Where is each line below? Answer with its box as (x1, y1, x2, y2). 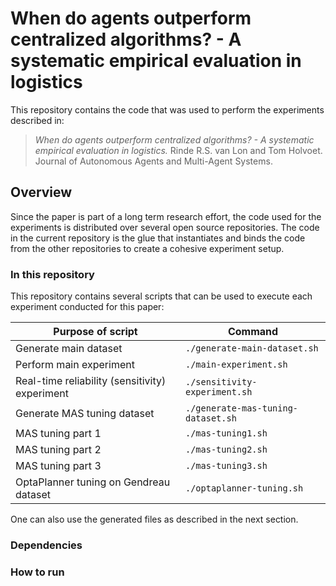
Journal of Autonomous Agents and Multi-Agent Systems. (34, 155, 273, 167)
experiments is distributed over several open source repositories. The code (10, 221, 320, 233)
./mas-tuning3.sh (184, 460, 268, 472)
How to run (10, 565, 65, 579)
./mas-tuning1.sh (184, 428, 268, 439)
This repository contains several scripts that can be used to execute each (10, 290, 313, 302)
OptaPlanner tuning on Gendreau (15, 475, 171, 489)
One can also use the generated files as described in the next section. (10, 513, 299, 526)
